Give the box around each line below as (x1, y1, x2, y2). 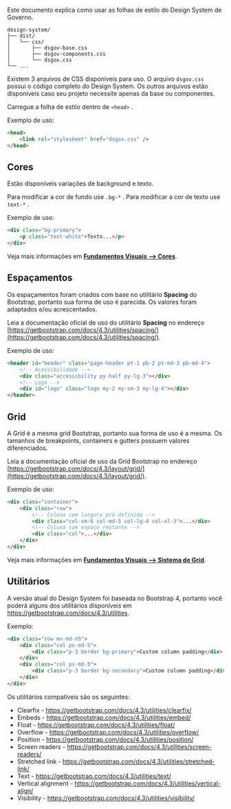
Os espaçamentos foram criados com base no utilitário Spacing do (7, 290, 197, 298)
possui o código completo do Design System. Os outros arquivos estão (7, 82, 208, 90)
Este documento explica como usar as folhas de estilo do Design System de (7, 6, 222, 14)
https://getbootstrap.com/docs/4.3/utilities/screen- (67, 742, 212, 750)
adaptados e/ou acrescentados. (7, 305, 98, 313)
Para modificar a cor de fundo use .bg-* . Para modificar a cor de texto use (7, 193, 221, 201)
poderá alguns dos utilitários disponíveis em (7, 601, 132, 609)
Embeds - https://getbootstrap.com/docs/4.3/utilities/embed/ (16, 713, 191, 721)
